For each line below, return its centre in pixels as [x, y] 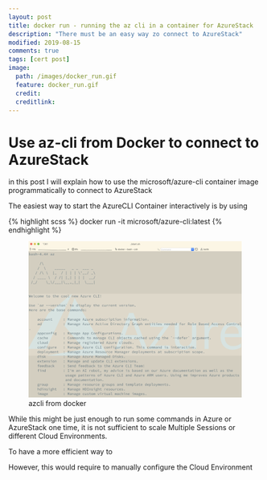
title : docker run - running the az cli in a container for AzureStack [131, 25]
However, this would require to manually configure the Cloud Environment [131, 467]
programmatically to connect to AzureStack [80, 191]
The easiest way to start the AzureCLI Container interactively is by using [128, 206]
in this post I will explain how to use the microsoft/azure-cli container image [133, 182]
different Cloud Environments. [58, 436]
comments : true [34, 51]
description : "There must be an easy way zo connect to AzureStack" [125, 34]
